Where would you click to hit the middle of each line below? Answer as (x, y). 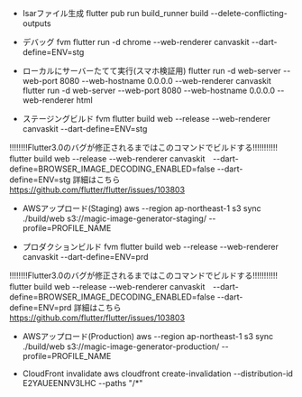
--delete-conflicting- (249, 13)
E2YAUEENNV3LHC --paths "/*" (82, 383)
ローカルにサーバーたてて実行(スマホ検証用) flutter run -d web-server (151, 71)
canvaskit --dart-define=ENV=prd (85, 257)
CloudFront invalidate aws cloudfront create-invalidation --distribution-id (157, 374)
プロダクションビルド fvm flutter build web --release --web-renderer (151, 247)
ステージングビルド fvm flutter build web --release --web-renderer (146, 119)
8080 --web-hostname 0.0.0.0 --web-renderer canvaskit (166, 81)
